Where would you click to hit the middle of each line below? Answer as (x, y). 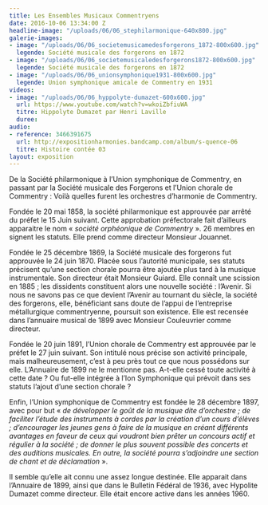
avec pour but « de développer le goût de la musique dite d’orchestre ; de (130, 411)
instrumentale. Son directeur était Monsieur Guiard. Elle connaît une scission (134, 278)
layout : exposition (41, 156)
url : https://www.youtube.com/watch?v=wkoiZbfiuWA (102, 105)
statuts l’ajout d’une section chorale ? (70, 387)
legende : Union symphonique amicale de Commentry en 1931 (115, 82)
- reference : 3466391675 (50, 134)
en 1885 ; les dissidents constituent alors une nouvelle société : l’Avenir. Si (130, 286)
